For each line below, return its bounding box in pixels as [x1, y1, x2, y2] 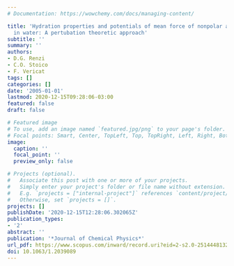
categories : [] [7, 81, 52, 88]
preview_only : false [13, 158, 73, 165]
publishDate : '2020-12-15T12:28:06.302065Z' [7, 209, 139, 216]
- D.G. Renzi [7, 55, 45, 63]
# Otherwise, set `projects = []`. [7, 196, 117, 203]
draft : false [7, 107, 45, 114]
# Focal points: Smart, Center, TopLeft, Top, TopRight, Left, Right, [7, 132, 217, 139]
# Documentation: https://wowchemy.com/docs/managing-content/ [7, 10, 195, 17]
